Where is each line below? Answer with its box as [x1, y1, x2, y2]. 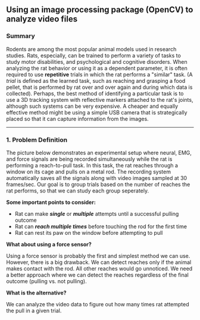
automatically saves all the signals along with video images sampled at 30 [6, 174, 187, 181]
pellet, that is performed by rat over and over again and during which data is [6, 83, 193, 91]
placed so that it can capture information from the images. [6, 115, 149, 122]
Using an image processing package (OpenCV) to [6, 5, 193, 15]
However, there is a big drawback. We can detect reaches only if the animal [6, 259, 192, 266]
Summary [6, 32, 36, 41]
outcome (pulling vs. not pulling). [6, 277, 87, 285]
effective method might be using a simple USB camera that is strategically [6, 108, 187, 116]
